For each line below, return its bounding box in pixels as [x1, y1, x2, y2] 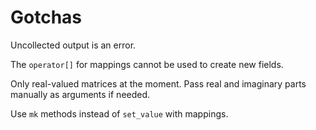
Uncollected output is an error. [10, 39, 137, 51]
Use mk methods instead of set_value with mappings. [10, 107, 229, 120]
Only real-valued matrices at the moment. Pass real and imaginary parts [10, 77, 307, 90]
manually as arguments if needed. [10, 88, 151, 100]
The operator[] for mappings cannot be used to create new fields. [10, 58, 284, 70]
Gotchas [10, 6, 83, 29]
